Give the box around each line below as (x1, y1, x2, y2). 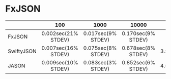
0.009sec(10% (41, 59, 79, 66)
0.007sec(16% (41, 44, 79, 51)
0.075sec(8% (83, 44, 117, 51)
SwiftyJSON (8, 48, 37, 55)
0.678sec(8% (122, 44, 156, 51)
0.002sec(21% (41, 30, 79, 37)
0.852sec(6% (122, 59, 156, 66)
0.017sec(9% (83, 30, 117, 37)
